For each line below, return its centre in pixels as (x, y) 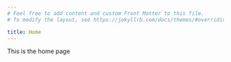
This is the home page (39, 51)
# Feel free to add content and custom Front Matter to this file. (106, 13)
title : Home (24, 32)
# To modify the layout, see (49, 20)
